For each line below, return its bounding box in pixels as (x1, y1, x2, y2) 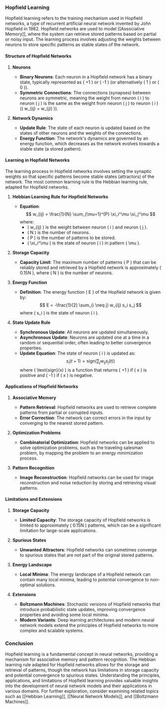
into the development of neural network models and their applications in (5, 683, 152, 689)
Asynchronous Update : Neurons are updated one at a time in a (19, 334, 150, 340)
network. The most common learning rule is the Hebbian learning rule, (5, 178, 149, 185)
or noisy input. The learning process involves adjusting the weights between (5, 36, 161, 42)
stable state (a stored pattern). (19, 146, 82, 152)
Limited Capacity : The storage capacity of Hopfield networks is (19, 517, 151, 523)
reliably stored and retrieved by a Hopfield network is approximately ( (19, 264, 162, 270)
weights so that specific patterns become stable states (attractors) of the (5, 173, 155, 179)
